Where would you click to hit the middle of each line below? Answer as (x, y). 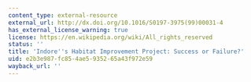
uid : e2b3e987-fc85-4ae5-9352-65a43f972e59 (81, 59)
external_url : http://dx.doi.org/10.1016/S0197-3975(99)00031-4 (116, 23)
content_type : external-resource (63, 15)
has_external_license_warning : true (68, 30)
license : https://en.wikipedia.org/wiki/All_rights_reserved (111, 37)
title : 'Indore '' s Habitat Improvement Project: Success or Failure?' (126, 52)
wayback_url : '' (35, 66)
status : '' (26, 45)
